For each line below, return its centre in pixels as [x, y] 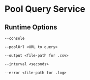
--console [15, 38]
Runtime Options [31, 27]
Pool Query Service [45, 9]
